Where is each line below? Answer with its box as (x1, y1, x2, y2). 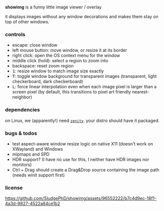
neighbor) (12, 94, 32, 100)
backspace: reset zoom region (12, 63, 74, 69)
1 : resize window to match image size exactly (12, 68, 104, 74)
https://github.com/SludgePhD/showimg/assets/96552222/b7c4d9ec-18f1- (5, 195, 157, 201)
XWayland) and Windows (12, 146, 63, 152)
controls (5, 31, 25, 38)
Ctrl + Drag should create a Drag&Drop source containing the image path (12, 166, 160, 173)
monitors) (12, 162, 32, 167)
